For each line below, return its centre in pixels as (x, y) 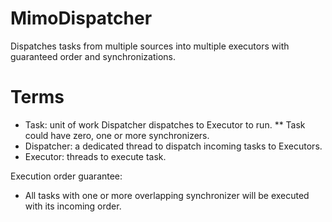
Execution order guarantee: (66, 176)
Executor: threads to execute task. (95, 156)
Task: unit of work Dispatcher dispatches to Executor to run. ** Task (165, 124)
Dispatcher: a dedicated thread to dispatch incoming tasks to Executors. (173, 146)
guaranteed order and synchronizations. (93, 56)
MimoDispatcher (81, 18)
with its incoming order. (73, 206)
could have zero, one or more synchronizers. (117, 135)
